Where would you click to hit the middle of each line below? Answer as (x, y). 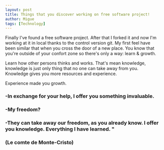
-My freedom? (23, 110)
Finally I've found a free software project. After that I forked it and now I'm (81, 38)
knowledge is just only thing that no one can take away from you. (72, 69)
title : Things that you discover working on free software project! (78, 14)
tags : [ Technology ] (25, 24)
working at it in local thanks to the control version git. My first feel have (78, 43)
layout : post (19, 10)
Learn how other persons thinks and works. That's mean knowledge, (76, 63)
